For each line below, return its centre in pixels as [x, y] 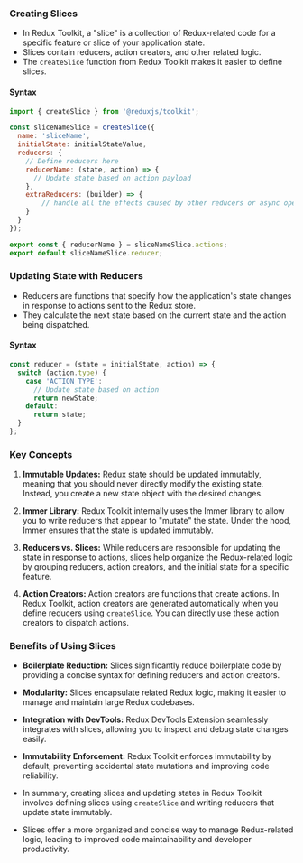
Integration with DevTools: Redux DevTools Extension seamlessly [145, 719]
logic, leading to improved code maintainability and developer [137, 840]
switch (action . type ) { [62, 373]
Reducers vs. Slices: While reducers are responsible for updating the [151, 548]
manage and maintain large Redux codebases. [109, 702]
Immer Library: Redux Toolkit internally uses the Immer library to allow [154, 511]
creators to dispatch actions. [75, 623]
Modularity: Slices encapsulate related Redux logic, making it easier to [154, 692]
